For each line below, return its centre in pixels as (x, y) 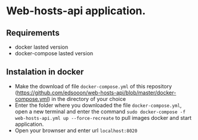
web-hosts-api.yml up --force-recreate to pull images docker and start (103, 117)
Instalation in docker (45, 72)
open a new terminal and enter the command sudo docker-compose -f (100, 112)
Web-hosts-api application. (76, 11)
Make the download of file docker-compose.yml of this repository (93, 86)
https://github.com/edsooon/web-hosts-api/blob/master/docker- (97, 93)
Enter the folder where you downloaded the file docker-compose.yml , (98, 105)
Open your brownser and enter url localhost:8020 (76, 130)
